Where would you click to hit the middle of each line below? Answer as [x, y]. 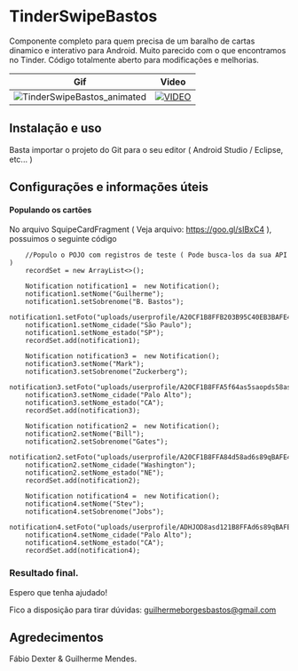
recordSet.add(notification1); [83, 341]
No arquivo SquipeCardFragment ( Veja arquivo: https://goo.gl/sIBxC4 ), [141, 229]
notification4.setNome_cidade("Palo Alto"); [109, 535]
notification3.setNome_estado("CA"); [95, 403]
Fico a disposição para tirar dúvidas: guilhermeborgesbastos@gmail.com [143, 610]
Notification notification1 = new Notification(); [122, 286]
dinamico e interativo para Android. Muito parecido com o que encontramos [148, 50]
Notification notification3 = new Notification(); [122, 356]
